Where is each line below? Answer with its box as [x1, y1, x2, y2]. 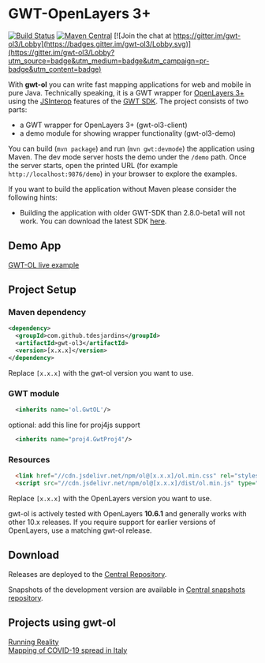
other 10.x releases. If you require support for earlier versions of [8, 517, 216, 526]
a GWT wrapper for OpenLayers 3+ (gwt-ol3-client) [19, 120, 188, 129]
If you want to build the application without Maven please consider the [8, 184, 237, 193]
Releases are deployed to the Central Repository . [8, 569, 167, 579]
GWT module [8, 388, 60, 399]
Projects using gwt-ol [8, 616, 117, 630]
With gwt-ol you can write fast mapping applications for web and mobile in [8, 80, 252, 89]
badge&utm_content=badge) [8, 64, 102, 73]
